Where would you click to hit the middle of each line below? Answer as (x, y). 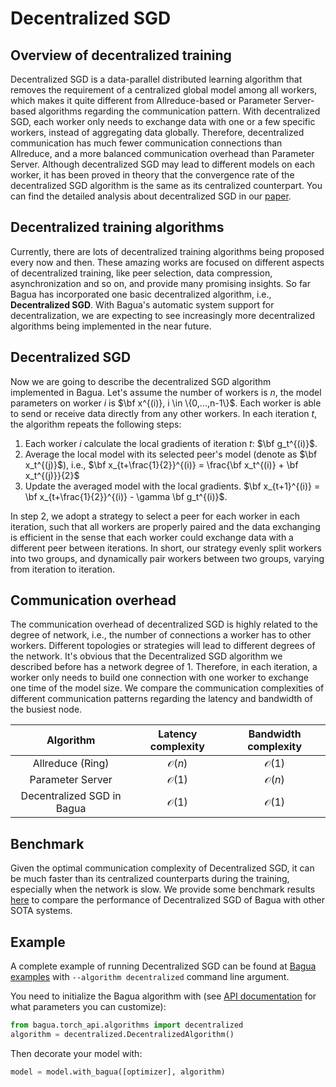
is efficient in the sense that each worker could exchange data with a (152, 537)
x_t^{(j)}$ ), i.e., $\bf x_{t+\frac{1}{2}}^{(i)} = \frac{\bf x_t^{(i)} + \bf (161, 464)
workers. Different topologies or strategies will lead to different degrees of (163, 646)
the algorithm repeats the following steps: (96, 424)
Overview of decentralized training (121, 55)
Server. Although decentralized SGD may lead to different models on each (162, 164)
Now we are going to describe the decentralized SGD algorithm (141, 381)
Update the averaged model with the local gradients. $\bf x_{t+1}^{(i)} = (172, 486)
